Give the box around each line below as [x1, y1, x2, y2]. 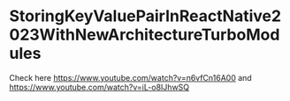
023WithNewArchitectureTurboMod [9, 25, 280, 45]
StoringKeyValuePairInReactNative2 [9, 6, 281, 26]
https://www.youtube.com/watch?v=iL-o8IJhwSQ [9, 82, 190, 92]
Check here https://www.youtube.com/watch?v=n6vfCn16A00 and [9, 72, 252, 83]
